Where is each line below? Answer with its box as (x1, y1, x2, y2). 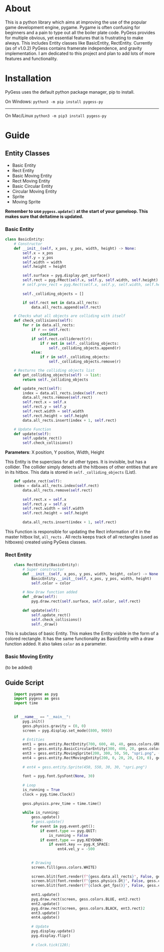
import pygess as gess (14, 696, 60, 701)
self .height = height (22, 264, 67, 269)
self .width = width (22, 259, 62, 265)
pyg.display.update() (31, 929, 76, 934)
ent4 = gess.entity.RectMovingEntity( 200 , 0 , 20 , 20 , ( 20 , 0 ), (22, 755, 154, 760)
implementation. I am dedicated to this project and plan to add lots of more (5, 50, 155, 56)
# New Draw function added (22, 590, 78, 595)
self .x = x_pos (22, 251, 54, 256)
